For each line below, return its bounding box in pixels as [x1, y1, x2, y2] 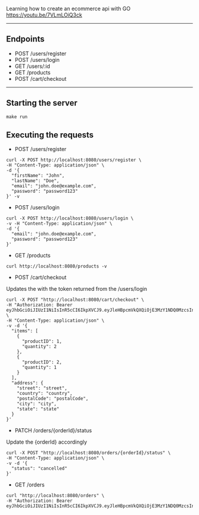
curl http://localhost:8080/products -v [6, 263, 108, 269]
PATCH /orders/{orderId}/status [14, 427, 92, 434]
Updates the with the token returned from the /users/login [6, 285, 147, 293]
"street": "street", [17, 385, 68, 391]
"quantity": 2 [21, 344, 57, 350]
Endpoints [6, 34, 45, 44]
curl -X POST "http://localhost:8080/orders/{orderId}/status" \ [6, 450, 171, 456]
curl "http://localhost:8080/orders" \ [6, 493, 105, 499]
